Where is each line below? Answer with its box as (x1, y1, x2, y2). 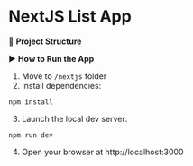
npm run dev (8, 130, 53, 140)
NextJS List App (8, 6, 132, 27)
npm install (8, 97, 53, 107)
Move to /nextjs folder (21, 70, 107, 82)
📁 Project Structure (8, 36, 82, 47)
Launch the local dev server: (21, 113, 128, 124)
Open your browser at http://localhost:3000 (21, 146, 184, 157)
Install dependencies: (21, 80, 102, 91)
